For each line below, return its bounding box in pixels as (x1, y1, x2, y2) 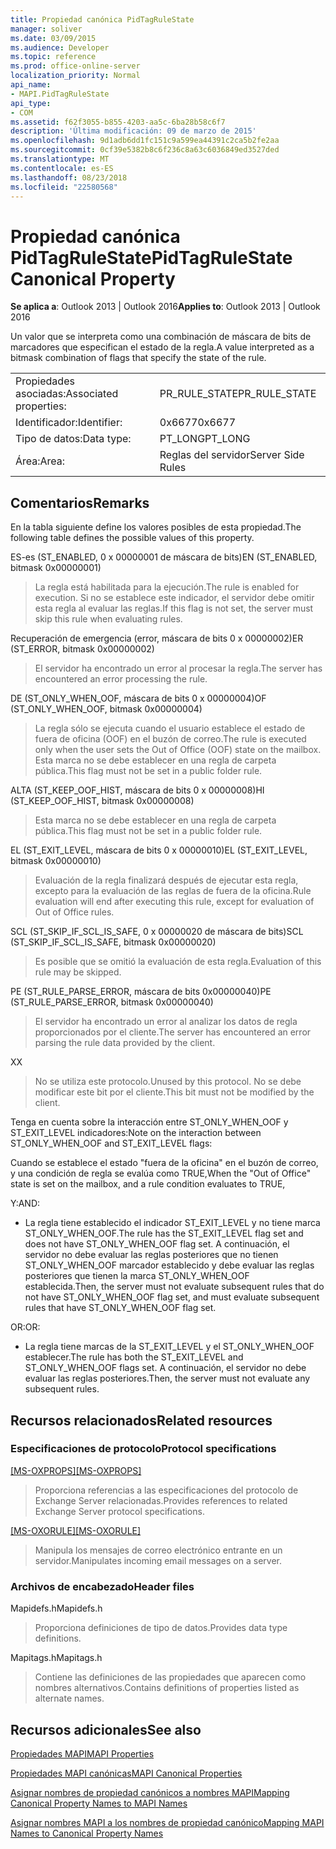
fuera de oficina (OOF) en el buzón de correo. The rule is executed (34, 733, 307, 745)
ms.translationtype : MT (10, 154, 110, 164)
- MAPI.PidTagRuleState (10, 89, 110, 99)
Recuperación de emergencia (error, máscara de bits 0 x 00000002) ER (10, 632, 304, 645)
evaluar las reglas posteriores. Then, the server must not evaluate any (24, 1372, 311, 1385)
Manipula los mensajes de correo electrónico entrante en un (34, 1544, 283, 1556)
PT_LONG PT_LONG (159, 432, 251, 446)
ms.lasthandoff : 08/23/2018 (10, 172, 128, 183)
